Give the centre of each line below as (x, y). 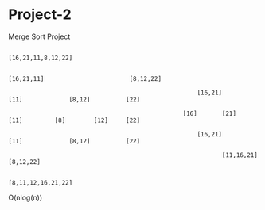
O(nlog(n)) (25, 197)
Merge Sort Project (39, 36)
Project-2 (40, 15)
